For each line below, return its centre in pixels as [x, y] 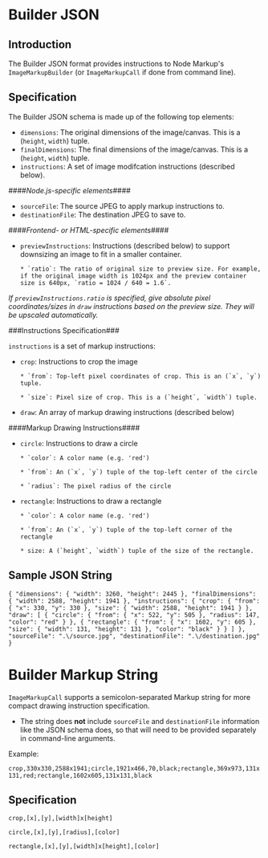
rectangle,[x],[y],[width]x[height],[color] [84, 847]
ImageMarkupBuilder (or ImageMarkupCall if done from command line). [122, 72]
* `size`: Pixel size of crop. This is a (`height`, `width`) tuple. [139, 397]
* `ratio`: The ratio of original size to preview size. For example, [140, 269]
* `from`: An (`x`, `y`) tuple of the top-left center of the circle [139, 472]
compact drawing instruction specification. [79, 706]
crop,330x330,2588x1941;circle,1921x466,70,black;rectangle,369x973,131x [134, 768]
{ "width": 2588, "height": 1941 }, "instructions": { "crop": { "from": [134, 601]
